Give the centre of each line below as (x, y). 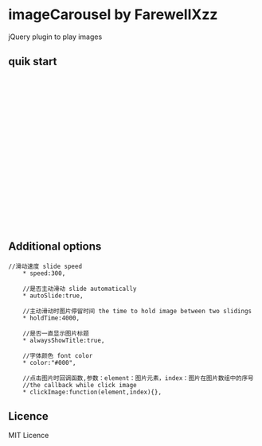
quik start (33, 62)
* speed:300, (44, 273)
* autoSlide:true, (53, 296)
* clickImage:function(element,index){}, (92, 392)
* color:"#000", (50, 363)
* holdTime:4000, (51, 318)
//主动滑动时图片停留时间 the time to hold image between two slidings (137, 311)
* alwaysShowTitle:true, (64, 340)
